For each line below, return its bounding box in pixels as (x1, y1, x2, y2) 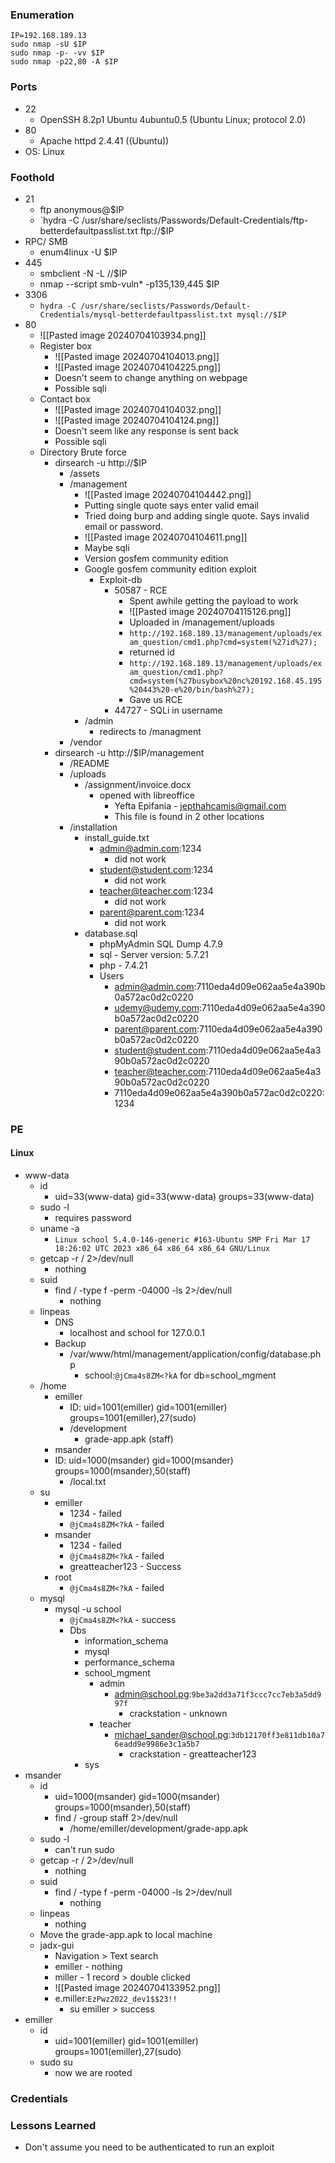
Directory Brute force (39, 446, 128, 458)
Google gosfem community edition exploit (84, 563, 257, 575)
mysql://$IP (236, 309, 287, 320)
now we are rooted (54, 2067, 133, 2079)
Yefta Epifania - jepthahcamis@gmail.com (114, 799, 287, 812)
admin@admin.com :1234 (99, 842, 202, 854)
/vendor (69, 736, 103, 748)
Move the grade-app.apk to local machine (39, 1929, 213, 1941)
